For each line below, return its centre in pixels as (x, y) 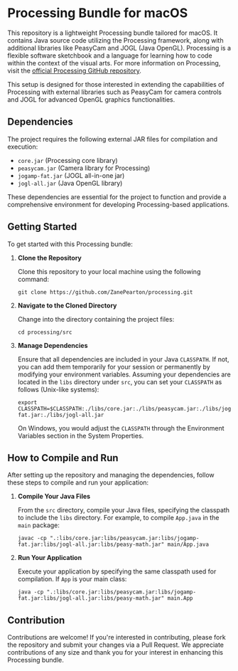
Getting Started (42, 227)
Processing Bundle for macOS (98, 13)
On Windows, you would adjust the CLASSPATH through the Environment (121, 428)
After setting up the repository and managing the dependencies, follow (111, 475)
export (27, 402)
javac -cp (32, 539)
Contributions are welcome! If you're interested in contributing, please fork (117, 638)
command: (33, 279)
